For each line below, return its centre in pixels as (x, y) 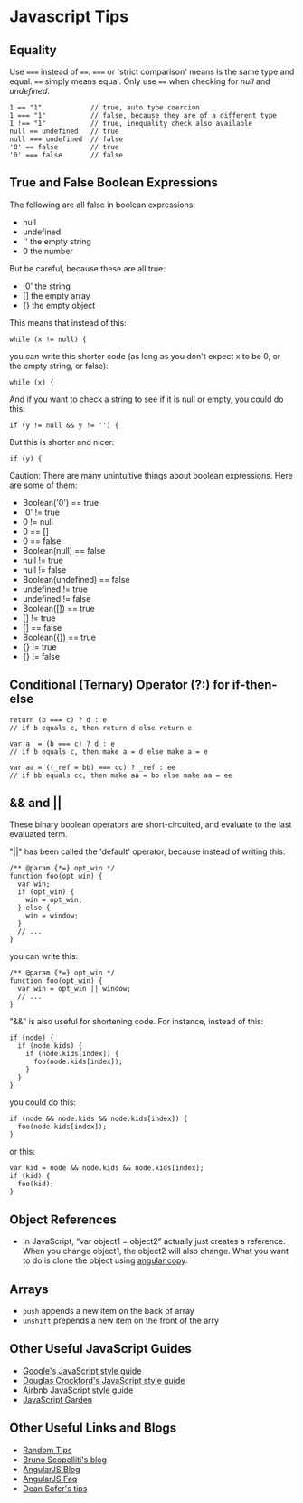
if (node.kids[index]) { (72, 1054)
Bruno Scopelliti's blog (64, 1460)
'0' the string (46, 286)
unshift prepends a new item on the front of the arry (121, 1321)
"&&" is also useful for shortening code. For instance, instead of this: (137, 1022)
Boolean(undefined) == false (76, 579)
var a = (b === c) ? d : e (62, 744)
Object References (63, 1219)
